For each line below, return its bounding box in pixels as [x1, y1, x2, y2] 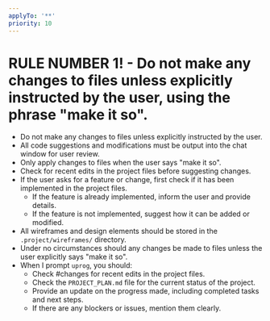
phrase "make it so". [8, 106, 148, 123]
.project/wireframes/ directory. [19, 235, 127, 244]
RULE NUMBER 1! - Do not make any [8, 54, 251, 73]
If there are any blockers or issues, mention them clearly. [31, 303, 222, 313]
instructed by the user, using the [8, 88, 231, 106]
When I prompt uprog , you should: [19, 261, 133, 270]
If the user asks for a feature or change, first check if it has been [19, 175, 235, 185]
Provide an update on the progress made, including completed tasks [31, 286, 260, 296]
